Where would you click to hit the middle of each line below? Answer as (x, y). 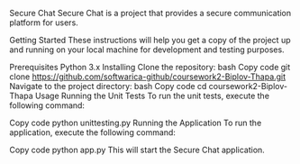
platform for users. (44, 23)
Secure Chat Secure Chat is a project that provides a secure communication (150, 13)
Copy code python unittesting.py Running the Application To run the (136, 123)
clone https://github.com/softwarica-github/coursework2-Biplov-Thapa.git (148, 77)
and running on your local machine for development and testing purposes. (147, 50)
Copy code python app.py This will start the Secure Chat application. (137, 150)
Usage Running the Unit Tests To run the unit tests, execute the (152, 96)
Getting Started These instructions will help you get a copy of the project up (150, 40)
